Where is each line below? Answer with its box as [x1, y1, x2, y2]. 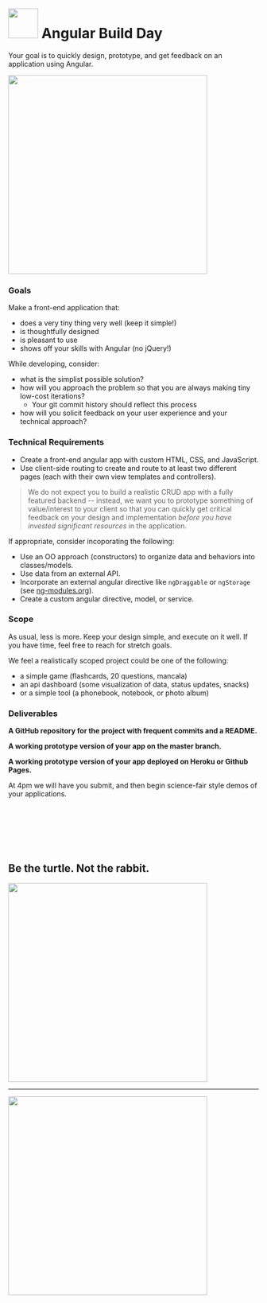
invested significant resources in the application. [27, 521, 188, 531]
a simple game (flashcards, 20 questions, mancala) [19, 671, 188, 680]
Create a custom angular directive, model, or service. [19, 593, 195, 604]
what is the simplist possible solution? [19, 375, 145, 384]
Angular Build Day [41, 25, 163, 43]
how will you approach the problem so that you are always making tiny [19, 383, 250, 393]
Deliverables [8, 708, 58, 719]
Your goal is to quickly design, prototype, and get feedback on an [8, 50, 222, 60]
